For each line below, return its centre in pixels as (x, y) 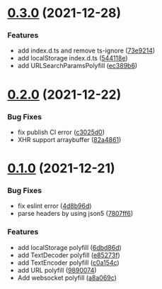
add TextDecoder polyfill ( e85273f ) (69, 255)
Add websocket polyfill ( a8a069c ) (67, 278)
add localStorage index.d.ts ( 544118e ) (73, 58)
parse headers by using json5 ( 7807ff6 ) (75, 214)
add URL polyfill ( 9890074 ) (57, 270)
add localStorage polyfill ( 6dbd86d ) (69, 247)
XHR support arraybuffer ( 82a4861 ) (69, 139)
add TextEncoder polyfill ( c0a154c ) (68, 262)
